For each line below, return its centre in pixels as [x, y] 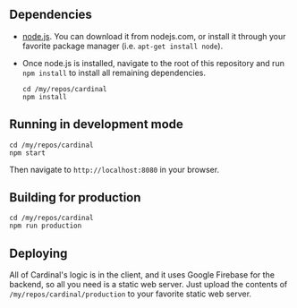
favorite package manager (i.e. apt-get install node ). [123, 46]
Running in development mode [96, 124]
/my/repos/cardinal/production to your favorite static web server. [131, 294]
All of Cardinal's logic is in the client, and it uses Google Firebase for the [142, 275]
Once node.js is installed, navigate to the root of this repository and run [153, 63]
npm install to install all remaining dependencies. [114, 73]
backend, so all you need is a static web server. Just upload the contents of [148, 285]
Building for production [75, 197]
